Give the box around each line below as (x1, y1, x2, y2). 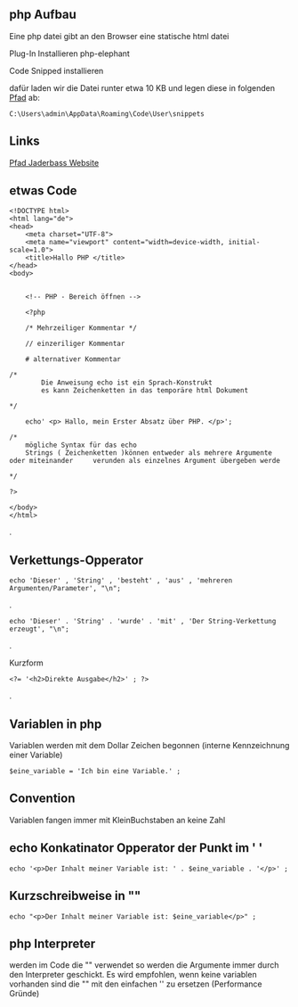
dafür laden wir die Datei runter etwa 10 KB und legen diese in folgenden (9, 82, 276, 93)
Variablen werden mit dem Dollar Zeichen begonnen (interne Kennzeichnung (9, 740, 290, 751)
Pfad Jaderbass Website (9, 157, 100, 168)
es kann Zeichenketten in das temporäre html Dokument (41, 386, 249, 395)
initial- (228, 238, 261, 247)
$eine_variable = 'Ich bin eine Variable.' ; (9, 767, 181, 776)
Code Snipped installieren (9, 65, 104, 76)
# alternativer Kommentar (25, 355, 122, 364)
